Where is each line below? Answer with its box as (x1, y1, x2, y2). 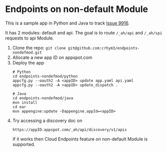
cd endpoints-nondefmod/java (12, 95, 73, 100)
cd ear (12, 104, 26, 109)
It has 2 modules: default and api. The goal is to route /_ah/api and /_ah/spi (5, 29, 162, 35)
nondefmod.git (12, 50, 42, 55)
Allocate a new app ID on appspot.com (12, 54, 92, 60)
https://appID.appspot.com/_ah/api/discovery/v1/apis (12, 127, 127, 132)
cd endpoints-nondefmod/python (12, 73, 78, 78)
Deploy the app (12, 59, 44, 65)
